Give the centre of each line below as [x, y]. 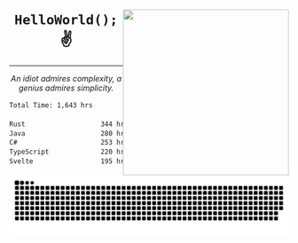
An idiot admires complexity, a [66, 78]
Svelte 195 [61, 161]
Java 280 [61, 133]
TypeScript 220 [61, 152]
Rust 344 [61, 124]
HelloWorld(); [66, 20]
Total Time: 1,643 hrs [51, 105]
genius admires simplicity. [66, 88]
